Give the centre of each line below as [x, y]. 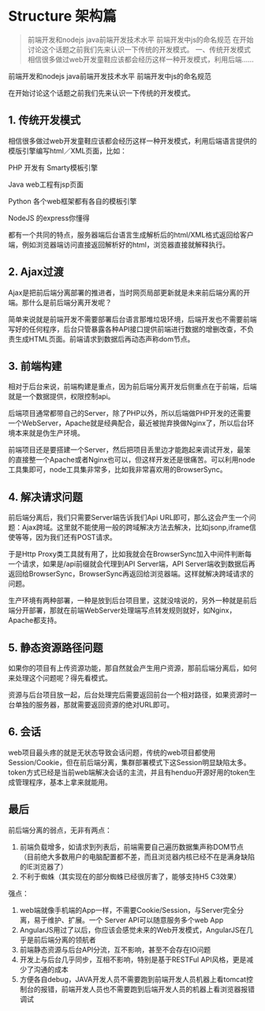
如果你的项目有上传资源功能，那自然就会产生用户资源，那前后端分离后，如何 [132, 668]
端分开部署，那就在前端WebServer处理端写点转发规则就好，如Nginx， [122, 610]
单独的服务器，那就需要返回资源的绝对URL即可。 [94, 705]
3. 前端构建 [35, 366]
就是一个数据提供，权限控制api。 [62, 397]
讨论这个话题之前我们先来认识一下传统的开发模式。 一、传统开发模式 [139, 49]
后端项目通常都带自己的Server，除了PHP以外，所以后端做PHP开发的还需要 [130, 413]
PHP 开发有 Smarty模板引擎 [53, 168]
